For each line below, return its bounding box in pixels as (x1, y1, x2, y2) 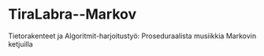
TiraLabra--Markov (8, 5, 137, 23)
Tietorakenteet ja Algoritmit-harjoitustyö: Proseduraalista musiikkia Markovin (8, 31, 257, 40)
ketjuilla (8, 39, 33, 48)
